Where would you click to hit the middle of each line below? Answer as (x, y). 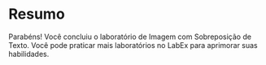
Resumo (37, 14)
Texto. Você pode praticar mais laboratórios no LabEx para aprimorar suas (133, 45)
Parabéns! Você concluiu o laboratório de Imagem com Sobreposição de (130, 37)
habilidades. (29, 54)
